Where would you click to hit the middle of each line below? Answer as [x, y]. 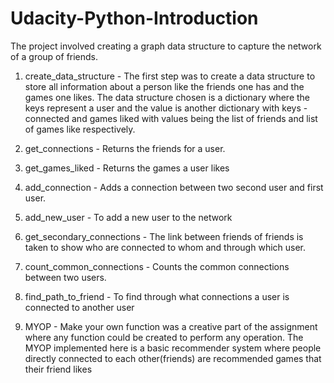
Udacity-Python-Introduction [134, 18]
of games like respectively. [80, 129]
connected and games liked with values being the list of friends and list [171, 118]
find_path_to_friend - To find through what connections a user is [157, 296]
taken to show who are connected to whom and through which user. [165, 247]
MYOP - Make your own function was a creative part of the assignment [171, 326]
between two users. [65, 277]
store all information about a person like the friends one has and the [164, 86]
